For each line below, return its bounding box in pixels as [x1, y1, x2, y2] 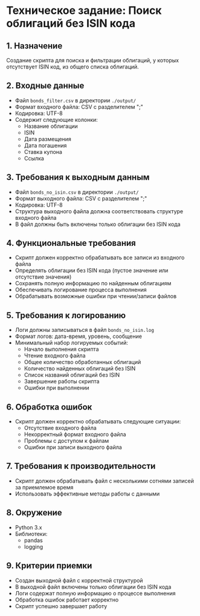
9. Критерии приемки [6, 561, 92, 571]
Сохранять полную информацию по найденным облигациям [15, 280, 172, 287]
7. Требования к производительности [6, 461, 156, 471]
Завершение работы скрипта [24, 378, 100, 385]
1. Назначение [6, 41, 63, 51]
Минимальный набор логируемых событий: [15, 339, 128, 346]
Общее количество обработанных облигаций [24, 359, 141, 366]
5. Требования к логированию [6, 310, 126, 320]
